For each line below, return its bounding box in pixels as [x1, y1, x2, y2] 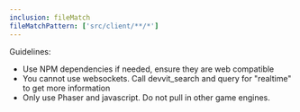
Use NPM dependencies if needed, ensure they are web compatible [22, 64, 275, 74]
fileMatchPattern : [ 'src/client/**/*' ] [9, 22, 159, 30]
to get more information [22, 82, 111, 93]
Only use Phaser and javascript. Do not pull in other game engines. [22, 91, 270, 103]
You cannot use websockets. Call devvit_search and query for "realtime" [22, 73, 292, 83]
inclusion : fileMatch [9, 13, 91, 22]
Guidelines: [9, 46, 51, 56]
